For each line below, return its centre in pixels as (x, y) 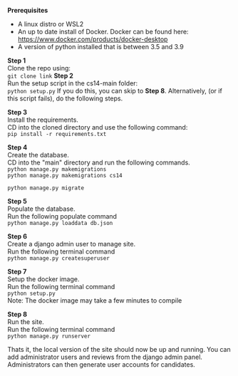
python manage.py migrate (46, 188)
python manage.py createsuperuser (59, 258)
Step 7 (17, 271)
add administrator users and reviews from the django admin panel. (105, 357)
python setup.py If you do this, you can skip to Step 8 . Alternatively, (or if (115, 91)
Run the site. (26, 322)
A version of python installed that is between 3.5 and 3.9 (100, 47)
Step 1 (17, 61)
